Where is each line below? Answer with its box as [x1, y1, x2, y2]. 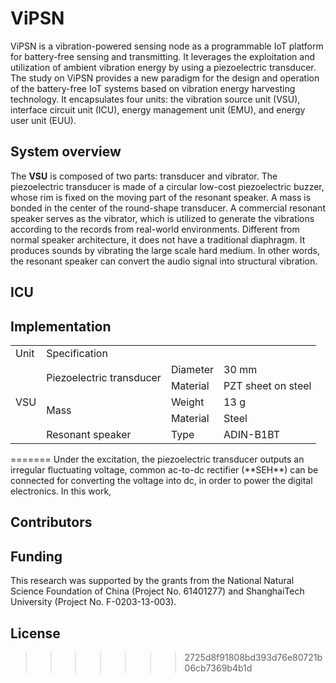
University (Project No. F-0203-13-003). [10, 596, 177, 608]
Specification [46, 346, 108, 360]
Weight [170, 395, 205, 409]
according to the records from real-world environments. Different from [10, 223, 300, 235]
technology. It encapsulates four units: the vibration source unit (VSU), [10, 93, 301, 105]
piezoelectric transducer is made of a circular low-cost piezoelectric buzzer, [10, 180, 325, 192]
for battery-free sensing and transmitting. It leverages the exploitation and [10, 50, 316, 62]
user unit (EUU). [10, 114, 77, 126]
